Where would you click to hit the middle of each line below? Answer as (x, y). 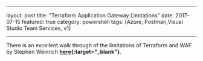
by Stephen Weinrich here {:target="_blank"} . (64, 52)
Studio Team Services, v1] (39, 28)
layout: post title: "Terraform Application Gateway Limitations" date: (90, 15)
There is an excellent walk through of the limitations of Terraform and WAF (99, 45)
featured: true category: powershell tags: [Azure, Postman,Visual (102, 22)
